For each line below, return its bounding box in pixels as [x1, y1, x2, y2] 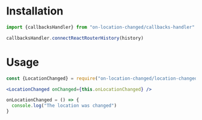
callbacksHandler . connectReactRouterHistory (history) [6, 35, 144, 41]
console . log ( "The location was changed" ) [11, 103, 117, 109]
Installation [6, 4, 64, 18]
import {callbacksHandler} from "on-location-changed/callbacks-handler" [6, 24, 195, 30]
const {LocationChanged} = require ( [6, 75, 98, 81]
